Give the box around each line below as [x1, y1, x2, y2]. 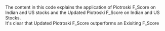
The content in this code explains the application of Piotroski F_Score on [5, 4, 156, 10]
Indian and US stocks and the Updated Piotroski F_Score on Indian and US [5, 9, 160, 15]
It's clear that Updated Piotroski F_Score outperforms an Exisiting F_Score [5, 20, 159, 26]
